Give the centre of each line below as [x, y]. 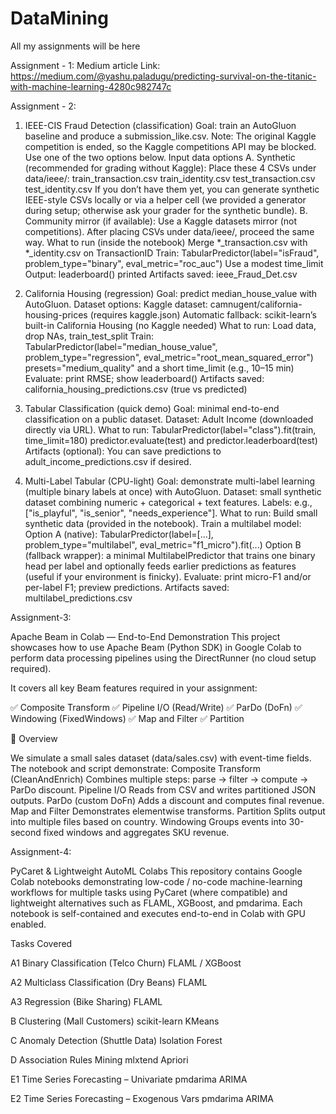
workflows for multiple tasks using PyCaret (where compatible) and [149, 892]
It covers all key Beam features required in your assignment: [134, 688]
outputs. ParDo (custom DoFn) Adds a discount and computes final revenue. [167, 800]
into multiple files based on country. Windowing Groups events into [148, 821]
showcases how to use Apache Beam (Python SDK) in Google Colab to [156, 647]
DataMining [59, 18]
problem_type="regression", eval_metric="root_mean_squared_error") [169, 357]
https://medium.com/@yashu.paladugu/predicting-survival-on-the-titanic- [163, 76]
